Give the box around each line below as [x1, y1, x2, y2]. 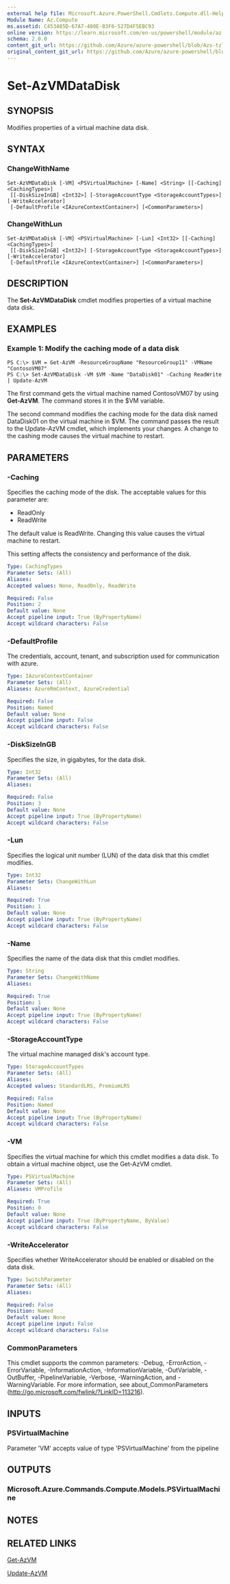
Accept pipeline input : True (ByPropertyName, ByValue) [7, 1217, 170, 1224]
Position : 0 [7, 1205, 41, 1212]
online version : [7, 29, 53, 36]
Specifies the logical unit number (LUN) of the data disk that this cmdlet [7, 851, 209, 859]
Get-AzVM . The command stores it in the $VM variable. [7, 396, 165, 405]
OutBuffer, [7, 1373, 36, 1381]
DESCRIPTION [7, 278, 68, 289]
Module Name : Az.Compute [7, 16, 78, 23]
